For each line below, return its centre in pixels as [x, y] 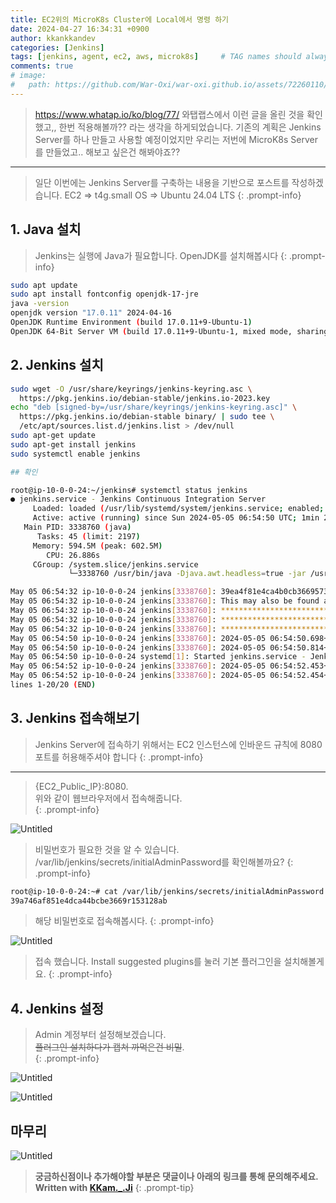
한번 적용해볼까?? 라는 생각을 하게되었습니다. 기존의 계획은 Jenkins [190, 127]
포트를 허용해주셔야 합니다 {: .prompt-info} [119, 757]
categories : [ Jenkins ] [57, 47]
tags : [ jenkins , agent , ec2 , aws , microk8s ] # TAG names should [156, 57]
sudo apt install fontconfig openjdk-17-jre [104, 294]
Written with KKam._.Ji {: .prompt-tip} [114, 1188]
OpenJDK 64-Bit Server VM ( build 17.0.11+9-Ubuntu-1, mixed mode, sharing [169, 331]
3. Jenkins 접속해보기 [75, 718]
